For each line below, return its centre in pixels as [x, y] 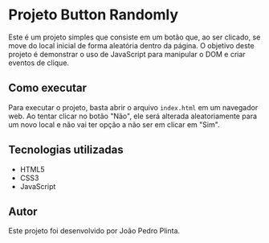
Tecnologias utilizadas [66, 150]
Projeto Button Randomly [94, 15]
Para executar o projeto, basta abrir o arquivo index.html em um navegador [133, 107]
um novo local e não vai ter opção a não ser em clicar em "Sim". [114, 124]
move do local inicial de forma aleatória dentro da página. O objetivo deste [131, 45]
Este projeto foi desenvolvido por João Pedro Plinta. [94, 231]
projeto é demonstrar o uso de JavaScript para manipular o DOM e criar [127, 54]
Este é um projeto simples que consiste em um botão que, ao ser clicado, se [134, 37]
